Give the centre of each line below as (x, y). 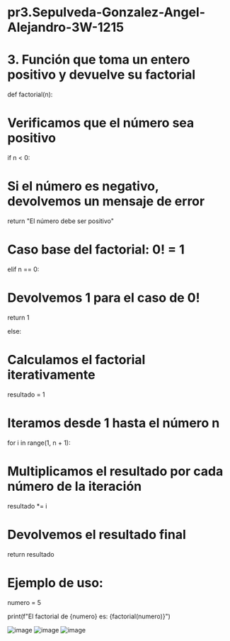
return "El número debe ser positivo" (61, 221)
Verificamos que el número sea (101, 123)
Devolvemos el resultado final (97, 534)
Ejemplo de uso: (56, 583)
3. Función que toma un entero (99, 60)
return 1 (18, 317)
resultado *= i (27, 506)
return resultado (31, 554)
